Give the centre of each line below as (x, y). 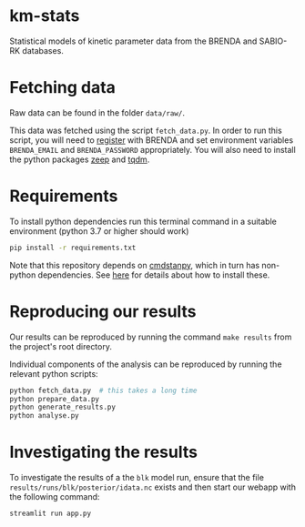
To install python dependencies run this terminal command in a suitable (143, 221)
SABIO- (273, 41)
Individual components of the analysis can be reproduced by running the (146, 364)
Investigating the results (104, 452)
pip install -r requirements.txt (73, 248)
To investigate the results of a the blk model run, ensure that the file (137, 478)
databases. (43, 50)
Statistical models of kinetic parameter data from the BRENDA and (133, 41)
